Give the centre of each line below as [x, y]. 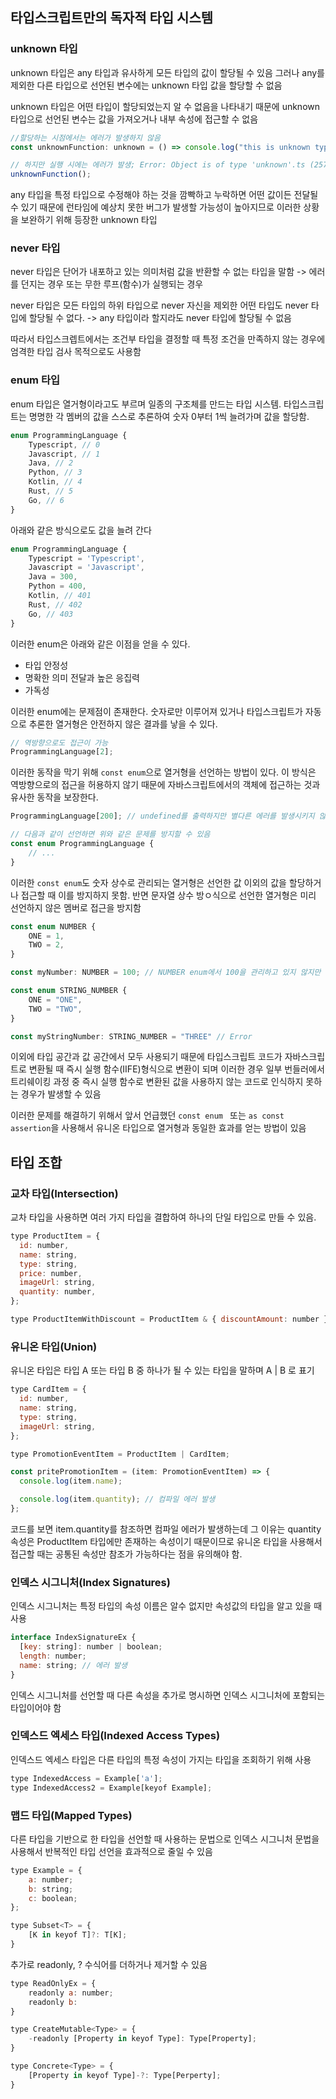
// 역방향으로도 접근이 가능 [59, 743]
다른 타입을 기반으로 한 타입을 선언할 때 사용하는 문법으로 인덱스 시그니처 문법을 [165, 1839]
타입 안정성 [46, 665]
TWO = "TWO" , [55, 1009]
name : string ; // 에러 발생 [73, 1665]
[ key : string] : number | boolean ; [91, 1647]
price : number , [51, 1273]
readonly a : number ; [71, 1993]
